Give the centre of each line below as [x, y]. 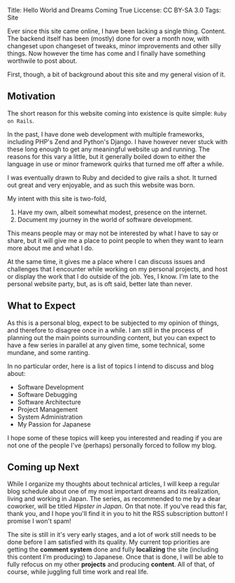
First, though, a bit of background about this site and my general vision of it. [116, 74]
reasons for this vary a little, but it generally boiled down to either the [107, 156]
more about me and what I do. [51, 248]
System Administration [50, 416]
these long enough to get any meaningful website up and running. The [108, 149]
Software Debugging [47, 394]
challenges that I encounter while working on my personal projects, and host [117, 269]
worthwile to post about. [42, 61]
